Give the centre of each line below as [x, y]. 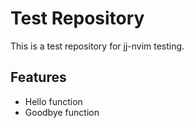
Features [38, 77]
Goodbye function [62, 112]
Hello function [53, 101]
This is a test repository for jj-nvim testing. [97, 46]
